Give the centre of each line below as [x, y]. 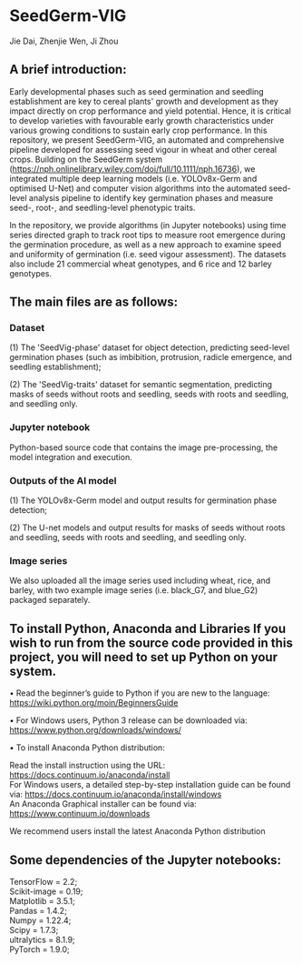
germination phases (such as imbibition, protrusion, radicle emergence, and [151, 357]
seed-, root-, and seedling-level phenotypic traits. [102, 207]
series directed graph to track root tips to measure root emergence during [147, 235]
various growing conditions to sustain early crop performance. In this [138, 130]
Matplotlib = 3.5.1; [42, 900]
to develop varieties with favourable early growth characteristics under [141, 120]
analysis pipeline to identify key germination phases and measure [151, 197]
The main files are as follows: [94, 302]
